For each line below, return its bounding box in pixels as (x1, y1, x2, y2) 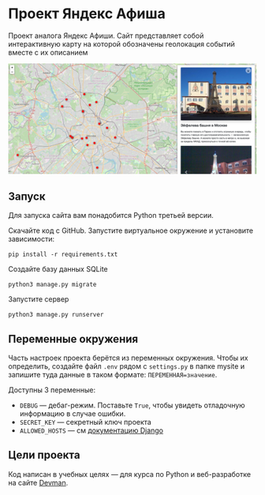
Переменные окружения (8, 332, 139, 346)
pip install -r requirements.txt (8, 250, 118, 259)
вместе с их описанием (8, 47, 88, 57)
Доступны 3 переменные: (8, 385, 96, 395)
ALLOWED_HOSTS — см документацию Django (19, 426, 164, 435)
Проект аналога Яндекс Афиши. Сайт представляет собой (8, 31, 204, 40)
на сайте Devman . (8, 478, 69, 487)
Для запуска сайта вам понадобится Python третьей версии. (8, 211, 215, 220)
